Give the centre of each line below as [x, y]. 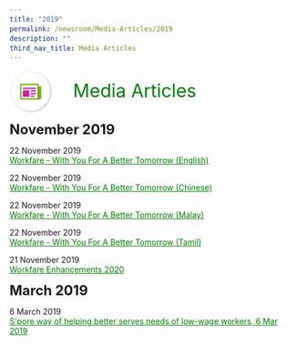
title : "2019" [36, 19]
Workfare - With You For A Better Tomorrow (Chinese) [111, 188]
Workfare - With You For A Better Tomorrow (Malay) [107, 215]
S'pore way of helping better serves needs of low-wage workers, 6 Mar [143, 321]
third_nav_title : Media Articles [73, 48]
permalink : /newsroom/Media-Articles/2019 [91, 29]
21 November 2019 [45, 260]
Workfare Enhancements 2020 [67, 269]
